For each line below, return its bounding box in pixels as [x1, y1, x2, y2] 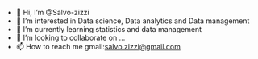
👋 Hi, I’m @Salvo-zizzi [15, 8, 90, 17]
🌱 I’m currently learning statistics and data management [15, 25, 202, 33]
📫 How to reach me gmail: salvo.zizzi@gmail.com [15, 42, 181, 51]
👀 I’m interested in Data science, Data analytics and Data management [15, 16, 250, 26]
